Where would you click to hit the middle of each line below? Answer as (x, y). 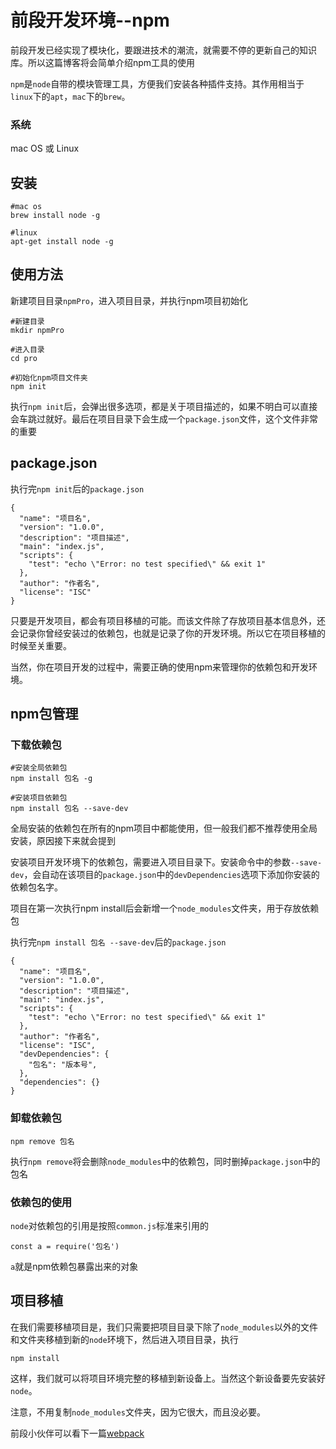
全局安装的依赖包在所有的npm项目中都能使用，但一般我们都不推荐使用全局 (164, 828)
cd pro (24, 358)
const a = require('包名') (65, 1246)
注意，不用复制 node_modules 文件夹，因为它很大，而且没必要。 (138, 1412)
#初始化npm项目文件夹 (49, 377)
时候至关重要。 (41, 645)
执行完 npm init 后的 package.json (77, 488)
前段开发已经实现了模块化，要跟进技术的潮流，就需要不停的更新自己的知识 (163, 50)
